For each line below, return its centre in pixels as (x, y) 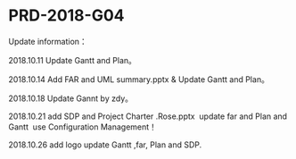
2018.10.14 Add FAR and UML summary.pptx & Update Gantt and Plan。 (139, 79)
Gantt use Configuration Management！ (83, 127)
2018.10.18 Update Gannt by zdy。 (70, 98)
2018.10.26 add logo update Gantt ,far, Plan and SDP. (105, 145)
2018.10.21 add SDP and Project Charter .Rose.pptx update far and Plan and (148, 116)
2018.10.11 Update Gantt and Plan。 (73, 60)
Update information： (48, 41)
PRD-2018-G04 (66, 16)
